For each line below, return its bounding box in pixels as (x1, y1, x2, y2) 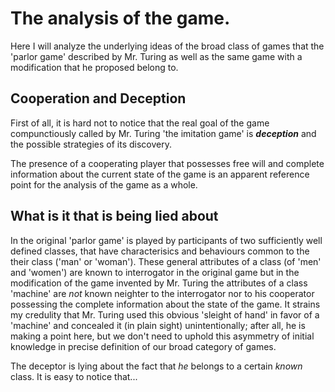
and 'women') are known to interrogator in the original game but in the (10, 266, 300, 278)
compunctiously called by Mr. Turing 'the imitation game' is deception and (10, 127, 317, 139)
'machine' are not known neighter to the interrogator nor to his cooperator (10, 287, 315, 299)
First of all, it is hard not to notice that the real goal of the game (10, 117, 270, 129)
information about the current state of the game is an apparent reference (10, 168, 310, 180)
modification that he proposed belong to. (10, 61, 179, 73)
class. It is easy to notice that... (10, 370, 138, 382)
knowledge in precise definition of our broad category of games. (10, 340, 277, 352)
